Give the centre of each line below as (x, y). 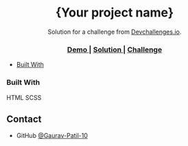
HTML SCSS (24, 97)
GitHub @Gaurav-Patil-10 (52, 136)
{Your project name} (115, 13)
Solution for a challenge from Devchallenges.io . (115, 32)
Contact (24, 119)
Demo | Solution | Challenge (115, 50)
